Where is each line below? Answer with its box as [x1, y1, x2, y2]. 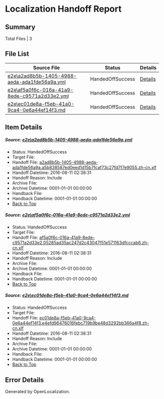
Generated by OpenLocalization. [5, 388, 70, 394]
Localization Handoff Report [5, 3, 122, 15]
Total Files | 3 [5, 36, 32, 41]
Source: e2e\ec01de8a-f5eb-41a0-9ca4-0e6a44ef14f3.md [5, 292, 129, 298]
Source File [33, 64, 60, 71]
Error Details [5, 376, 44, 384]
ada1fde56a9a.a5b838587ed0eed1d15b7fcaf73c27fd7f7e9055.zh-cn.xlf [12, 165, 157, 171]
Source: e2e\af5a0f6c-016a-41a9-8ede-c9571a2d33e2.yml [5, 212, 130, 218]
